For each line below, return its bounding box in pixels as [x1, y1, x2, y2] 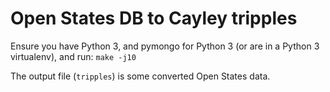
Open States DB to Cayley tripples [10, 7, 298, 30]
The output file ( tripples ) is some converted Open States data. [10, 70, 271, 82]
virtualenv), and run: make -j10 [10, 50, 137, 62]
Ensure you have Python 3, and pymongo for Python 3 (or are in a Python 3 [10, 40, 320, 52]
